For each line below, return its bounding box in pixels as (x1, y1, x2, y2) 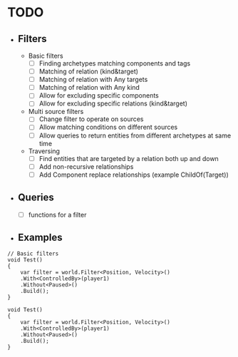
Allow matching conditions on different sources (38, 123, 178, 132)
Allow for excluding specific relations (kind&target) (38, 99, 187, 108)
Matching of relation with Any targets (38, 76, 148, 84)
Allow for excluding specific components (38, 91, 159, 100)
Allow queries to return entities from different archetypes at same (38, 131, 232, 140)
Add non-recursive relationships (38, 162, 134, 171)
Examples (17, 232, 63, 244)
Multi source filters (28, 108, 84, 116)
